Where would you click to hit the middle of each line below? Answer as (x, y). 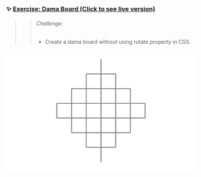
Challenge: (49, 23)
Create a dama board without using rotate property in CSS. (118, 42)
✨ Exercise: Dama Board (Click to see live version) (81, 9)
